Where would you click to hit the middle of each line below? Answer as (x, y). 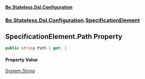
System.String (20, 71)
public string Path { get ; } (36, 48)
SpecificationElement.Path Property (64, 36)
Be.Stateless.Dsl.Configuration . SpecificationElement (72, 20)
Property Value (22, 60)
